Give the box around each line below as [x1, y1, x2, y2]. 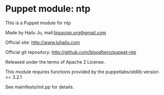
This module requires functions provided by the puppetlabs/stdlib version [5, 69, 159, 75]
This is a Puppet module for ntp [5, 20, 71, 26]
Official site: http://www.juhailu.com [5, 39, 80, 45]
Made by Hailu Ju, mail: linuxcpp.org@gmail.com [5, 29, 107, 35]
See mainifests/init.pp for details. [5, 84, 75, 90]
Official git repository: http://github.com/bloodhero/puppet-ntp [5, 49, 137, 55]
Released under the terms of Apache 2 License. [5, 59, 105, 65]
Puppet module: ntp [5, 3, 90, 15]
